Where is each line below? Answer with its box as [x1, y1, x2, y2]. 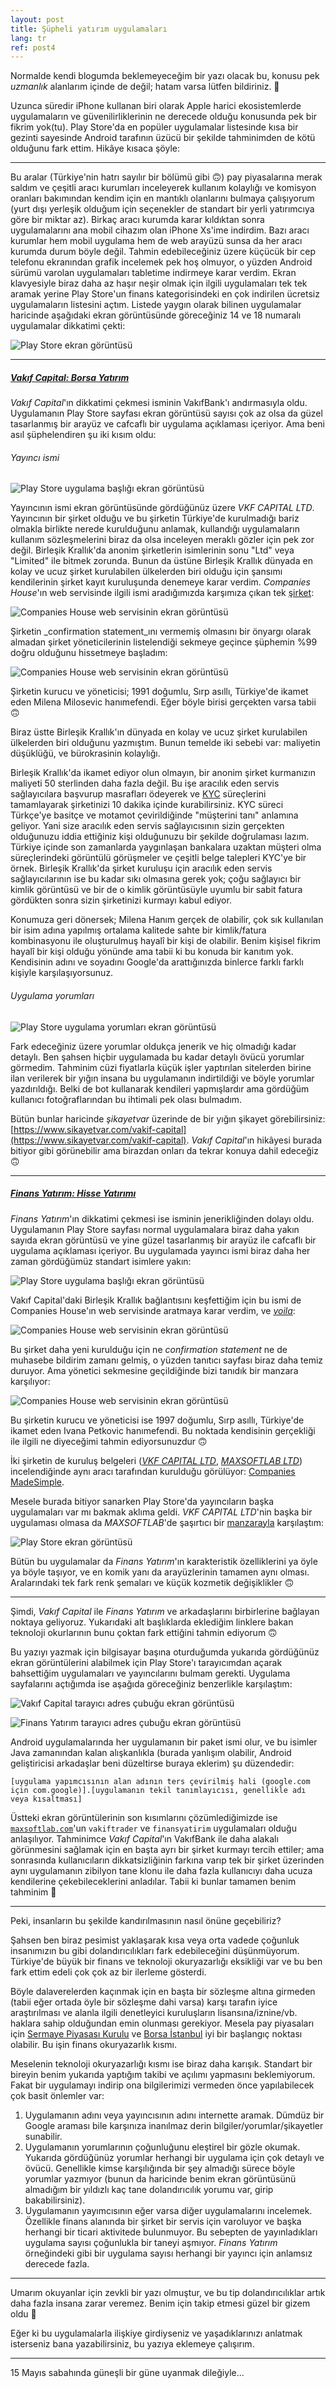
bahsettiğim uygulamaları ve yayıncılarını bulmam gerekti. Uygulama [10, 1667, 291, 1679]
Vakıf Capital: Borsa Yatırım [10, 371, 130, 383]
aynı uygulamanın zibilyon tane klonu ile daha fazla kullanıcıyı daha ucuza [10, 1864, 313, 1876]
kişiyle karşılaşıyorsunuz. [10, 967, 114, 979]
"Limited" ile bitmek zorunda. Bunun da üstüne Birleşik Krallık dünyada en [10, 555, 313, 567]
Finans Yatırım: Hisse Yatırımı [10, 1187, 137, 1200]
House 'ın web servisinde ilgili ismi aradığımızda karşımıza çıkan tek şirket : [10, 587, 315, 599]
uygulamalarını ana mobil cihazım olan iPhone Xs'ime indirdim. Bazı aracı [10, 224, 310, 236]
